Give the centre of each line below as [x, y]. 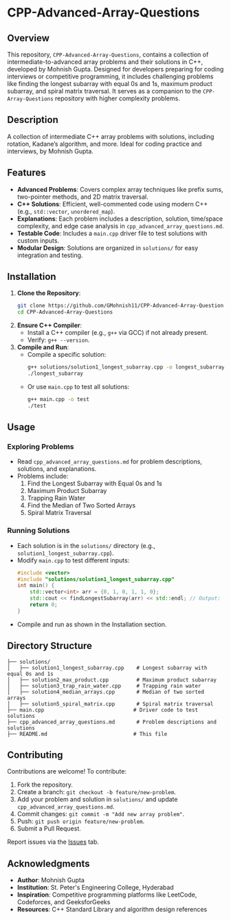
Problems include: [43, 477]
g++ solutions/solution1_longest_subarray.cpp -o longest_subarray [126, 367]
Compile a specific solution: [67, 355]
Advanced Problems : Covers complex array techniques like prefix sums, [120, 189]
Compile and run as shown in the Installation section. [92, 624]
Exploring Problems [41, 447]
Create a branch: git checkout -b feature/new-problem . [97, 792]
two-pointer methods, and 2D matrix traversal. [83, 197]
